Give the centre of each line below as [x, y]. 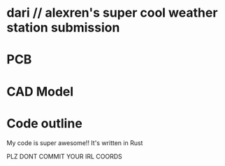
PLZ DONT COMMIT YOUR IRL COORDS [65, 156]
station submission [63, 28]
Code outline [45, 123]
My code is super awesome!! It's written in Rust [75, 143]
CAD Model [40, 91]
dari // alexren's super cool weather [112, 13]
